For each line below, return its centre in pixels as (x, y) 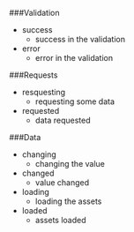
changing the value (70, 164)
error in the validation (74, 58)
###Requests (33, 75)
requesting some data (75, 101)
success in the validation (80, 39)
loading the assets (68, 201)
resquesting (44, 92)
